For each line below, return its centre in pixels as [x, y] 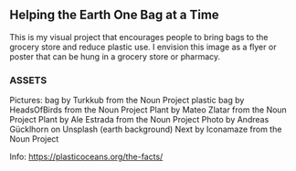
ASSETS [28, 80]
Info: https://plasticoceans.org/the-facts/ [86, 157]
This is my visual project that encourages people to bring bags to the [139, 37]
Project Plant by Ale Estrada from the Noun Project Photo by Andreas [139, 120]
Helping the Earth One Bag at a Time [114, 15]
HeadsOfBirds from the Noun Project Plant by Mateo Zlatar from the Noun [148, 110]
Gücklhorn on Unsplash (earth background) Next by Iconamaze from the [146, 129]
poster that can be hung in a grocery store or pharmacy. [115, 56]
